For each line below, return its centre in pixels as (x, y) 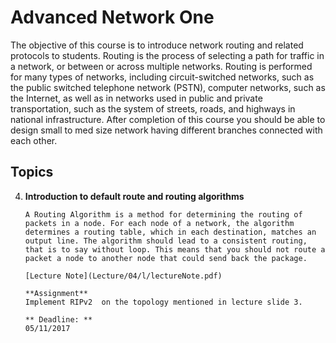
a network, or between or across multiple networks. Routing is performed (161, 66)
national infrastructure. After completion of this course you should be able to (168, 119)
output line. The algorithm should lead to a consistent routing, (166, 241)
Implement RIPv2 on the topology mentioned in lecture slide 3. (163, 302)
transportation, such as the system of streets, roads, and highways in (153, 108)
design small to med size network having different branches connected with (166, 130)
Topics (32, 172)
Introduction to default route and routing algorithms (134, 196)
